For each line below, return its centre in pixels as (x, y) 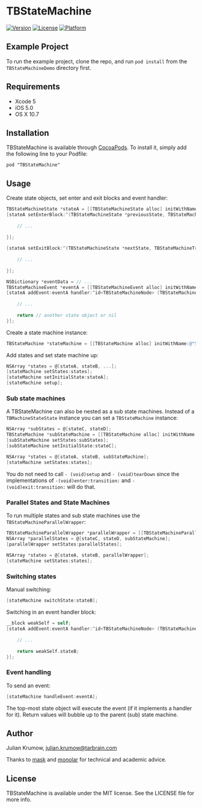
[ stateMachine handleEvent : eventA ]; (52, 696)
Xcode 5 (25, 101)
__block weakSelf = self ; (38, 623)
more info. (19, 800)
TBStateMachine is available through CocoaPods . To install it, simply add (96, 148)
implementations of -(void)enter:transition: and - (71, 480)
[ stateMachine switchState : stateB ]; (52, 601)
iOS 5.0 (24, 107)
